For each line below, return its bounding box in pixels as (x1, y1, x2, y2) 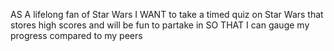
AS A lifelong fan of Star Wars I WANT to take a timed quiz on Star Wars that (10, 9, 324, 20)
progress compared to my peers (10, 30, 143, 41)
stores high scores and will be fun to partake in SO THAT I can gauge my (10, 19, 310, 31)
